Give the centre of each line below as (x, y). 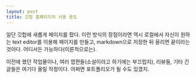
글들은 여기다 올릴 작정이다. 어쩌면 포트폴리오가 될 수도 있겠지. (78, 69)
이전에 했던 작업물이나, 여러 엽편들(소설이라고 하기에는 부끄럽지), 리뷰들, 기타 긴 (98, 62)
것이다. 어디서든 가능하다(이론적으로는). (52, 49)
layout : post (22, 11)
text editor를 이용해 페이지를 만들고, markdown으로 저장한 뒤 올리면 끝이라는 (101, 42)
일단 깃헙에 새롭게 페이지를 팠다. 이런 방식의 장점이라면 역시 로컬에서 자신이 (93, 34)
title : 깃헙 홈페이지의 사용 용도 (42, 17)
